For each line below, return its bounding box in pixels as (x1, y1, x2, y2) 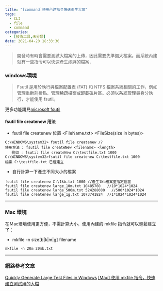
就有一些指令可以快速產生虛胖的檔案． (16, 59, 94, 65)
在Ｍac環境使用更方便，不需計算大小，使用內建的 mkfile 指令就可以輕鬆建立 (5, 221, 156, 226)
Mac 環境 (5, 209, 27, 216)
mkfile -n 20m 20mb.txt (5, 246, 53, 251)
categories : (5, 30, 29, 34)
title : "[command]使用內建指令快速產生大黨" (5, 7, 88, 12)
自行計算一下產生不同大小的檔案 (12, 169, 76, 175)
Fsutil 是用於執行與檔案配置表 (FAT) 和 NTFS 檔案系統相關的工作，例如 (16, 84, 158, 90)
